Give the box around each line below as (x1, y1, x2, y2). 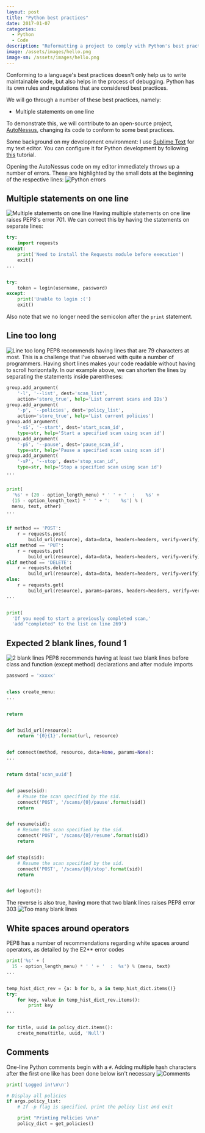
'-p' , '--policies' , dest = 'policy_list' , (17, 407, 124, 413)
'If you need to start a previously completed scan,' (12, 615, 151, 622)
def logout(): (6, 888, 43, 894)
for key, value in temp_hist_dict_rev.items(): (17, 997, 140, 1003)
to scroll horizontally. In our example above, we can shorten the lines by (6, 366, 187, 373)
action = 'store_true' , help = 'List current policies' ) (17, 413, 154, 419)
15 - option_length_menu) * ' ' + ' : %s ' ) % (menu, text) (12, 963, 171, 969)
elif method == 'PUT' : (6, 542, 64, 548)
